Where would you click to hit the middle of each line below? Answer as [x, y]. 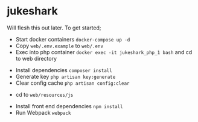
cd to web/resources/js [44, 94]
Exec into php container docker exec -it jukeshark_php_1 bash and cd [104, 52]
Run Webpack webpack [43, 112]
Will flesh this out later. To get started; [54, 28]
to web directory [36, 58]
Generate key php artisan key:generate [65, 76]
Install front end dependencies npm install [69, 106]
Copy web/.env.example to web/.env [59, 46]
